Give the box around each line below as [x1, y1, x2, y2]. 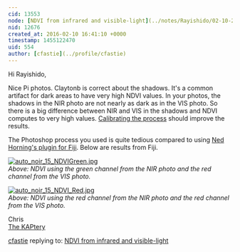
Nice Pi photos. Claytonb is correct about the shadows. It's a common [8, 84, 214, 92]
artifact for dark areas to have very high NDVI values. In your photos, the [8, 91, 221, 100]
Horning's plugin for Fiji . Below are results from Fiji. [8, 143, 159, 151]
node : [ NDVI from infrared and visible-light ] [8, 17, 149, 24]
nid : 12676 [8, 24, 41, 31]
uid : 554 [8, 44, 34, 51]
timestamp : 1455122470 [8, 37, 75, 44]
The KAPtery [8, 222, 46, 231]
